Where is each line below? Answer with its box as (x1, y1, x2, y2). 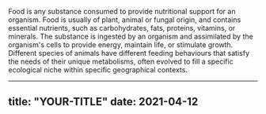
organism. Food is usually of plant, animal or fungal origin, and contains (8, 15, 241, 24)
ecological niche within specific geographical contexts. (8, 65, 188, 74)
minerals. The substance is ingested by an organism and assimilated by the (8, 31, 253, 41)
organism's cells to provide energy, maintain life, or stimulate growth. (8, 40, 234, 50)
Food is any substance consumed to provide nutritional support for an (8, 7, 236, 16)
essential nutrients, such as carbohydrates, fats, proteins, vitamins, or (8, 24, 236, 32)
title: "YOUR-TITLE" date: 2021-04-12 (8, 95, 199, 108)
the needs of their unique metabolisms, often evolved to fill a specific (8, 57, 234, 66)
